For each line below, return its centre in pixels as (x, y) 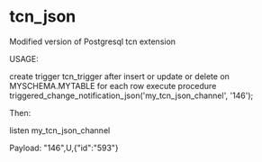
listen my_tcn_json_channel (60, 130)
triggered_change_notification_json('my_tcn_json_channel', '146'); (131, 95)
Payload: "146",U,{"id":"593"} (64, 148)
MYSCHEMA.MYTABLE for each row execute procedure (113, 85)
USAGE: (24, 58)
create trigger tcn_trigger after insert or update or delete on (119, 76)
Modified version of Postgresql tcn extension (93, 41)
